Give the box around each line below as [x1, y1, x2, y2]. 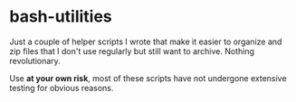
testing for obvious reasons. [9, 82, 114, 93]
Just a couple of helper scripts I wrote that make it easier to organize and [9, 36, 282, 47]
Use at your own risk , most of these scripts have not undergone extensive [9, 72, 287, 83]
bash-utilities [9, 6, 113, 27]
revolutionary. [9, 55, 61, 66]
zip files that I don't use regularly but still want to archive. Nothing [9, 45, 255, 56]
